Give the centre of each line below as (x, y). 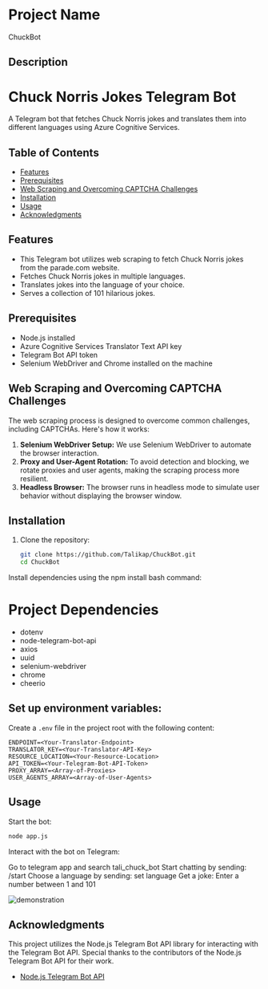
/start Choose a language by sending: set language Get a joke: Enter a (124, 875)
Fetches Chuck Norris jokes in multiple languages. (102, 276)
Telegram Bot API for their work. (61, 961)
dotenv (32, 632)
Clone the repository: (55, 540)
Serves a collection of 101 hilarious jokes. (88, 293)
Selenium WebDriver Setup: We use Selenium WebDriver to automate (136, 444)
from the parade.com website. (70, 267)
